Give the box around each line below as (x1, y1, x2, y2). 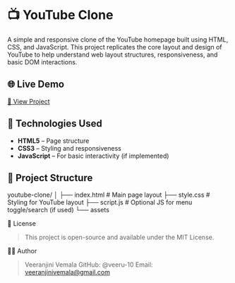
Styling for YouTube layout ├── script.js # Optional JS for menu (7, 198, 193, 207)
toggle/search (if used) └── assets (7, 206, 109, 214)
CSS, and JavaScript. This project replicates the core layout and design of (7, 42, 222, 51)
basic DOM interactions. (7, 57, 78, 66)
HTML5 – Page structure (17, 137, 90, 145)
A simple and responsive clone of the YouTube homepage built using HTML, (7, 35, 229, 44)
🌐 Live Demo (7, 79, 65, 91)
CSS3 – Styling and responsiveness (17, 144, 121, 152)
